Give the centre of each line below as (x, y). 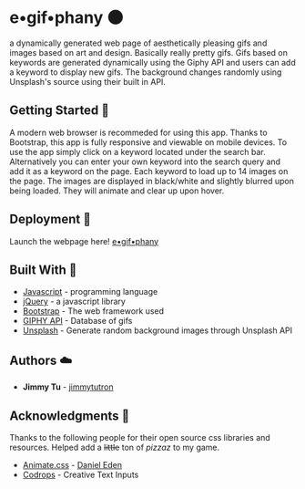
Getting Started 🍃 (60, 111)
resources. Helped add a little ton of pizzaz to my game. (115, 447)
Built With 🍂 (43, 270)
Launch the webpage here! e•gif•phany (84, 241)
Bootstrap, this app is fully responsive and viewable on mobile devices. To (148, 142)
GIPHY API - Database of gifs (77, 321)
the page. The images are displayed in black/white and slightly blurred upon (152, 181)
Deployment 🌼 (50, 219)
